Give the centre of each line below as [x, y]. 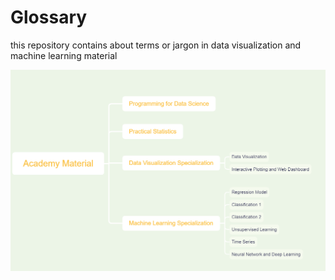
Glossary [49, 17]
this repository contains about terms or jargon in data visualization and [156, 45]
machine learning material [64, 55]
